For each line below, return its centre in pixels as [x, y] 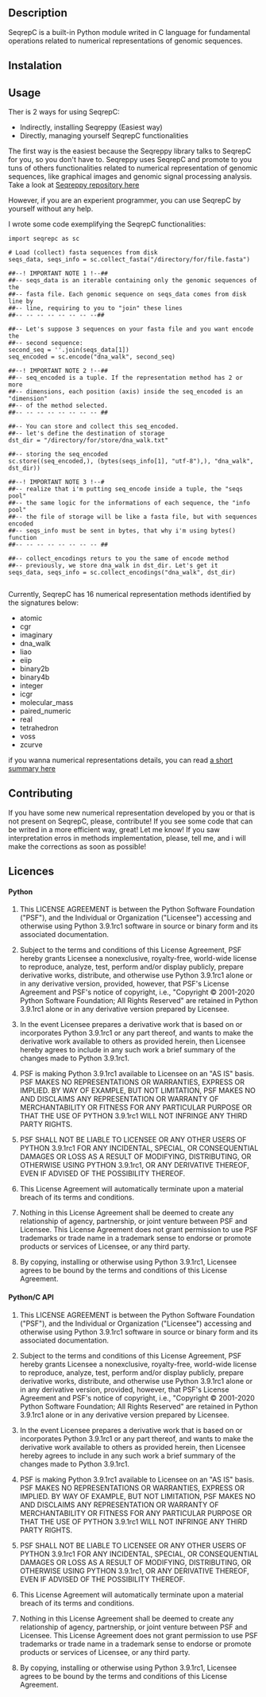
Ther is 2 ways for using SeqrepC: [64, 112]
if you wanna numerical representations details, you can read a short [121, 760]
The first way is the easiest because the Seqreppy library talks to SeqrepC [130, 151]
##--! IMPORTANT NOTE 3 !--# [56, 482]
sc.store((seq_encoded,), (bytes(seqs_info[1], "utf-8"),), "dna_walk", [131, 461]
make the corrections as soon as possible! [77, 847]
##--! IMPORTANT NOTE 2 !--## [58, 371]
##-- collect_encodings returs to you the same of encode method [118, 559]
